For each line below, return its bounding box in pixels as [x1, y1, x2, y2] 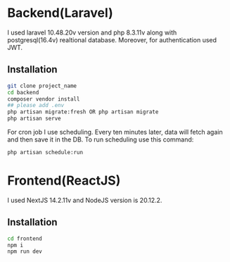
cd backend [7, 89, 39, 96]
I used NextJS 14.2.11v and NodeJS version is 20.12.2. [7, 196, 162, 204]
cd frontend [7, 235, 42, 242]
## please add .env [7, 102, 65, 109]
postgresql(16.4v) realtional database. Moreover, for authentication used [7, 35, 217, 44]
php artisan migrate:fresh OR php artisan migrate [7, 108, 159, 116]
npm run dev [7, 248, 42, 255]
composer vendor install [7, 95, 80, 103]
